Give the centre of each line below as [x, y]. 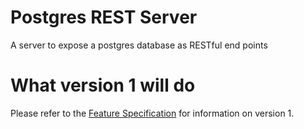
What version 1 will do [103, 85]
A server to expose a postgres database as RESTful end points [139, 45]
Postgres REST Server [104, 17]
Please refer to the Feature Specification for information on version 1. [152, 113]
